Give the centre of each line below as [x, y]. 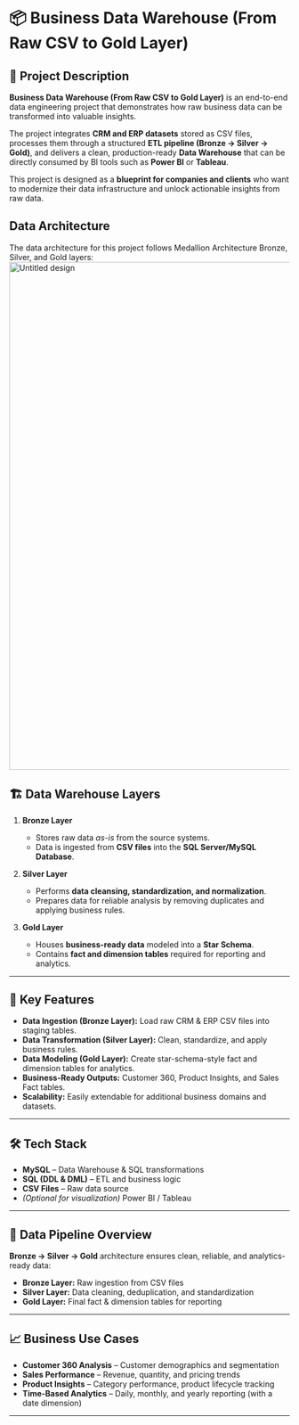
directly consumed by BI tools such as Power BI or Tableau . [119, 162]
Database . [55, 856]
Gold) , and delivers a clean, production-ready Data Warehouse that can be [147, 152]
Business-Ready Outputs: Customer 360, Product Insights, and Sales [150, 1078]
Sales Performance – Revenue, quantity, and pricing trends [131, 1374]
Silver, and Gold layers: [51, 257]
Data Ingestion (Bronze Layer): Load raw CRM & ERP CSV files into [145, 1021]
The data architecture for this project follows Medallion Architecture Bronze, [148, 248]
